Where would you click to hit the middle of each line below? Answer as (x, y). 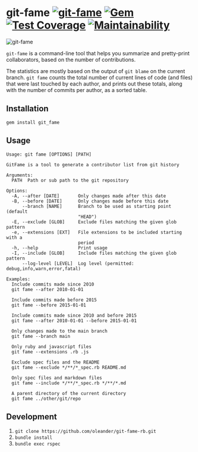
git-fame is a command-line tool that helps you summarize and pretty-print (98, 53)
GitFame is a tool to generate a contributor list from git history (93, 165)
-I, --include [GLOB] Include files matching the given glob (94, 253)
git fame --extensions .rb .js (50, 352)
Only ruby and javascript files (52, 347)
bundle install (34, 438)
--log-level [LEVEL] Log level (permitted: (78, 263)
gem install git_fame (33, 122)
